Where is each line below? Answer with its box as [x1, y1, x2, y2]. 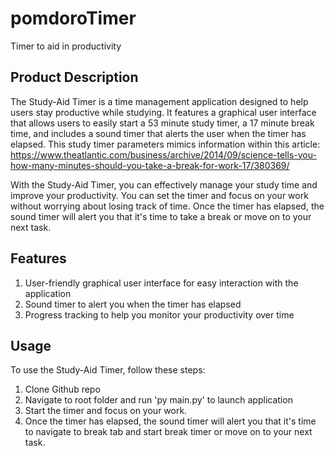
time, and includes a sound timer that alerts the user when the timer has [10, 127, 307, 139]
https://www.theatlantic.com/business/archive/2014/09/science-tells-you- [10, 148, 317, 161]
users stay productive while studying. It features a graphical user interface [10, 106, 317, 118]
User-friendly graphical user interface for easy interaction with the [24, 277, 299, 289]
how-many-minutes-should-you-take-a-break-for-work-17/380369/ [10, 159, 290, 171]
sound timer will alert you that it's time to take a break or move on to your [10, 210, 312, 222]
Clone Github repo [24, 383, 101, 396]
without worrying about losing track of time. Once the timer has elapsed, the [10, 200, 325, 212]
